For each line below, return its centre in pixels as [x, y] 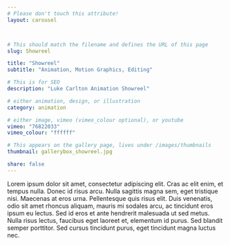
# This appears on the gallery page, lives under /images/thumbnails [109, 146]
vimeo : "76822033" [33, 126]
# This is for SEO [33, 82]
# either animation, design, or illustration [74, 101]
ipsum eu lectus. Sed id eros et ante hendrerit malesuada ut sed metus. [108, 213]
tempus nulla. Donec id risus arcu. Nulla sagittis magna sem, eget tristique [113, 191]
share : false [26, 164]
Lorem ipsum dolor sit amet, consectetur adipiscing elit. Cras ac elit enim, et [115, 184]
